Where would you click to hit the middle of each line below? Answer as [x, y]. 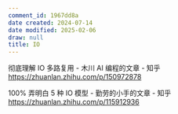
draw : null [26, 37]
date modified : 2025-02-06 [52, 30]
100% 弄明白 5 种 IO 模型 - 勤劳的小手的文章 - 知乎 [90, 93]
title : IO [24, 45]
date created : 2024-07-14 [50, 23]
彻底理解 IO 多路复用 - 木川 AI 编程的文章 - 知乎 [84, 68]
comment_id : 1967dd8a [44, 15]
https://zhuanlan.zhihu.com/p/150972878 [75, 77]
